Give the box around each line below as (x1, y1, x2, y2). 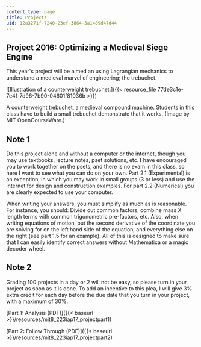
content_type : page (6, 8, 55, 15)
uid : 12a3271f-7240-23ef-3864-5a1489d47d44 (6, 20, 117, 26)
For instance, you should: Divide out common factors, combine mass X (6, 207, 182, 214)
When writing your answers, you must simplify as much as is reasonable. (6, 200, 187, 207)
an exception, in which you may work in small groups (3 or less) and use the (6, 176, 195, 183)
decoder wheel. (6, 245, 45, 252)
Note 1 (6, 134, 30, 145)
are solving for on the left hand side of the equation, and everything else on (6, 226, 193, 233)
